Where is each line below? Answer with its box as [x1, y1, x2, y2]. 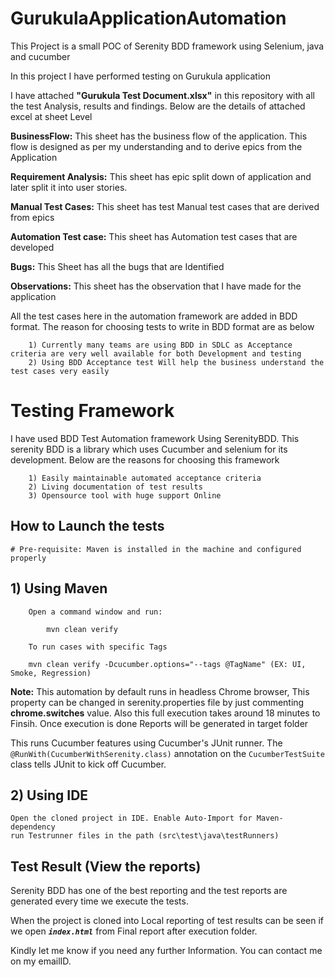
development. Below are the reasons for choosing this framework [10, 453, 280, 466]
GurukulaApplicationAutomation [10, 7, 287, 30]
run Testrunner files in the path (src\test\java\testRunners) [10, 831, 280, 841]
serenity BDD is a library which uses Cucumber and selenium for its [10, 443, 288, 455]
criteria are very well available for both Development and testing [10, 348, 302, 359]
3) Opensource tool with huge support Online [28, 490, 222, 501]
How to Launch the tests [10, 518, 165, 535]
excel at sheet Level [10, 110, 93, 122]
